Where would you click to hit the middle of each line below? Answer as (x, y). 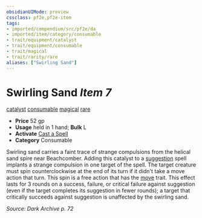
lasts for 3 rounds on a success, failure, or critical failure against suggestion (101, 184)
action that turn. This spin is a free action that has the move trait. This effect (101, 178)
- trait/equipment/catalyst (42, 40)
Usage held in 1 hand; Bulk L (50, 127)
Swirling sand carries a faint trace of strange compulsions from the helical (98, 152)
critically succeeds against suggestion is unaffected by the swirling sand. (98, 197)
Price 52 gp (30, 121)
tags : (13, 23)
